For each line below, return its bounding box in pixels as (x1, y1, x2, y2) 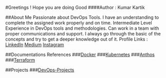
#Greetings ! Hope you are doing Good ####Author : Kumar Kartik (5, 5, 145, 10)
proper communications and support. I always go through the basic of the (5, 31, 161, 36)
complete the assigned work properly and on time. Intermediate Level (5, 20, 152, 26)
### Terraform (5, 57, 35, 63)
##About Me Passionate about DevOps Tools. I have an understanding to (5, 14, 159, 20)
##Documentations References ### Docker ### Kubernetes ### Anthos (5, 51, 155, 57)
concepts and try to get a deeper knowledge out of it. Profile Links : (5, 36, 148, 42)
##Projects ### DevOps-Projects (5, 67, 74, 73)
